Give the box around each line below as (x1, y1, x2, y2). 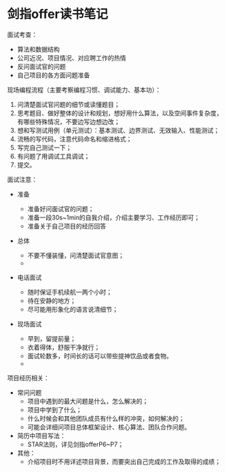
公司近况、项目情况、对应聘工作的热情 (17, 53, 126, 62)
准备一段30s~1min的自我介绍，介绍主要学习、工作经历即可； (27, 213, 201, 222)
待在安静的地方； (27, 296, 76, 304)
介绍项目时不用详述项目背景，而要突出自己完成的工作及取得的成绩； (27, 457, 221, 466)
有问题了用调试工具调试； (17, 152, 90, 160)
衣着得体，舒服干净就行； (27, 343, 101, 351)
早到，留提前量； (27, 334, 76, 342)
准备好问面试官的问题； (27, 204, 94, 213)
